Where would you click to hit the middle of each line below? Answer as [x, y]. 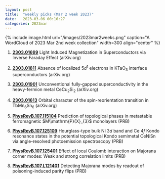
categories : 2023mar [26, 23]
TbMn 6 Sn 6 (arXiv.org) [35, 106]
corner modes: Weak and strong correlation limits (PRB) [69, 156]
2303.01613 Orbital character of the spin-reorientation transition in [81, 100]
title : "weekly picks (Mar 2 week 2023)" [49, 14]
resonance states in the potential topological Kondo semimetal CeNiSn [84, 136]
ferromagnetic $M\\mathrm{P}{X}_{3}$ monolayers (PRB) [71, 121]
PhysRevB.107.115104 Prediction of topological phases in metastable [82, 116]
